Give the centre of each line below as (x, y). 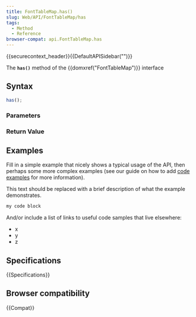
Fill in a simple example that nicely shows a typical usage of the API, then (96, 165)
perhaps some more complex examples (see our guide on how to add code (98, 171)
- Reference (26, 34)
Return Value (25, 131)
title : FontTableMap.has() (39, 12)
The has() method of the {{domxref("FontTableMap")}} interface (85, 68)
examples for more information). (45, 178)
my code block (24, 206)
